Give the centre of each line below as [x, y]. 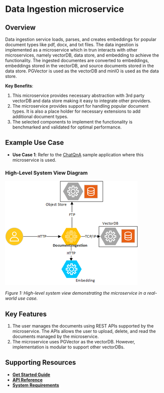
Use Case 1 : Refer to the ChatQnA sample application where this [78, 154]
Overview [21, 28]
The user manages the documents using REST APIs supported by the [83, 326]
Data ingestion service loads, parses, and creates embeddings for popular [81, 39]
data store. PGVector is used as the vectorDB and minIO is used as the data [82, 71]
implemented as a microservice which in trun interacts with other [71, 50]
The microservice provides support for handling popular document [80, 106]
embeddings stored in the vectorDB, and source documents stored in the [80, 66]
